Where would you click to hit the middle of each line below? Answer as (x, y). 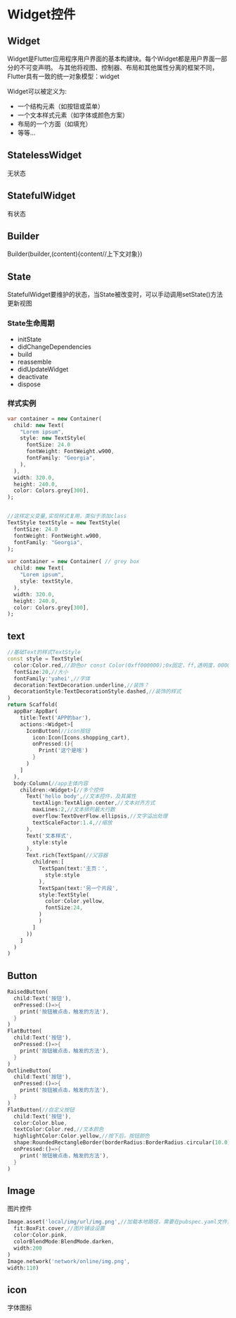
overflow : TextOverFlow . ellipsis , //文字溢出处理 (100, 816)
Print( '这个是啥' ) (63, 751)
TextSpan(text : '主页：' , (73, 869)
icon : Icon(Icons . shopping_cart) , (81, 737)
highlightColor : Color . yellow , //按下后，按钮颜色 (82, 1136)
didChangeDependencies (54, 347)
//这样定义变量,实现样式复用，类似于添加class (67, 516)
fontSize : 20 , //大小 (41, 672)
